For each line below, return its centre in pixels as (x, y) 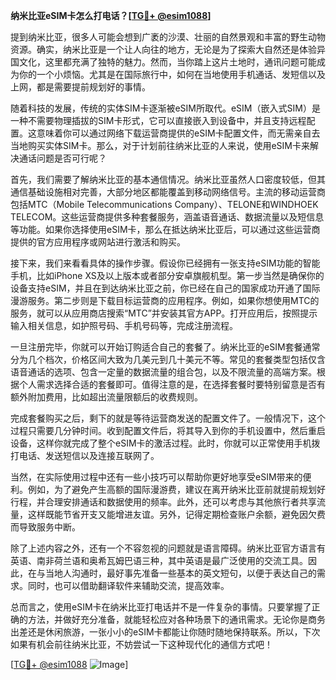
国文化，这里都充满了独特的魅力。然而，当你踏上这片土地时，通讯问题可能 (163, 62)
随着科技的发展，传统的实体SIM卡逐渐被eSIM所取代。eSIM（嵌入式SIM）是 (165, 108)
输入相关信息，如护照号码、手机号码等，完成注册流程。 (124, 325)
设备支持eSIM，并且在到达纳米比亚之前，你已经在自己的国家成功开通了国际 (165, 288)
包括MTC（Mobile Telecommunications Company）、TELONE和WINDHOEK (164, 204)
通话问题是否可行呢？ (62, 158)
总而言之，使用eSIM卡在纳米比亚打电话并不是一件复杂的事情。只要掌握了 (161, 607)
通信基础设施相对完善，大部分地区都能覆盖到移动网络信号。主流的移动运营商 (168, 192)
